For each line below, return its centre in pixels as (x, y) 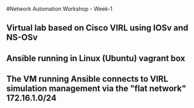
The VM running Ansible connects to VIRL (87, 79)
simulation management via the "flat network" (96, 89)
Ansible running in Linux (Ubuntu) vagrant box (96, 58)
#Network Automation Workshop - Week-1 (59, 9)
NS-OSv (22, 38)
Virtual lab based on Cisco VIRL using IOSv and (97, 28)
